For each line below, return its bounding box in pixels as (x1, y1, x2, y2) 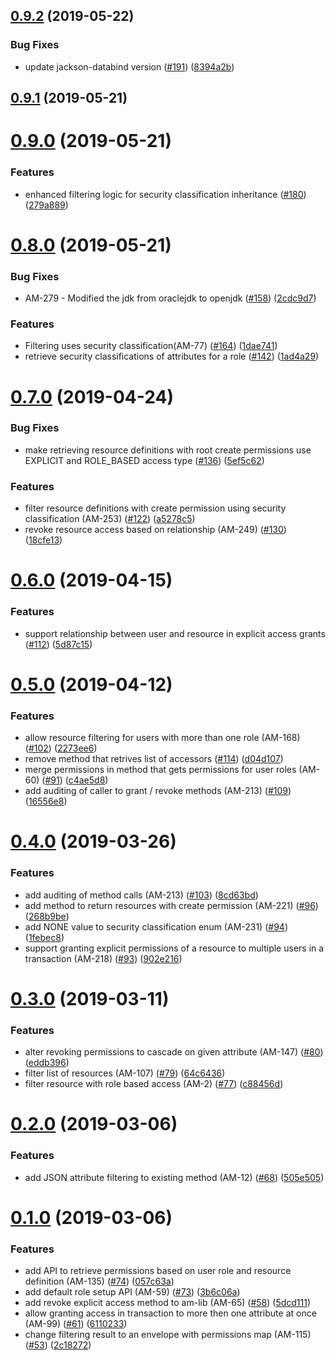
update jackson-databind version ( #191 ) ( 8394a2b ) (24, 60, 235, 73)
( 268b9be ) (24, 910, 70, 922)
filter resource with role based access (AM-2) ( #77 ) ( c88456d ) (24, 1078, 284, 1090)
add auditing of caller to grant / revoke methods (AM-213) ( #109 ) (24, 785, 292, 797)
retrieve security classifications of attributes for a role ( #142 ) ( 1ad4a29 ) (24, 350, 320, 363)
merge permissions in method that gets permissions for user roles (24, 764, 297, 776)
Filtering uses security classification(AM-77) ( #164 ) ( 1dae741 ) (24, 340, 278, 352)
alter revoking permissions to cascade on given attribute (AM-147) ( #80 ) (24, 1046, 324, 1058)
